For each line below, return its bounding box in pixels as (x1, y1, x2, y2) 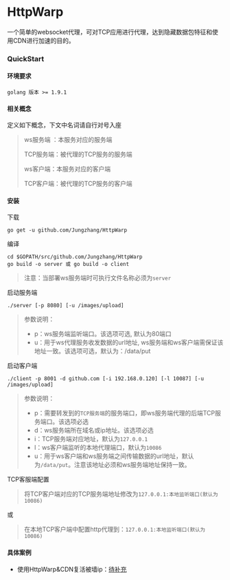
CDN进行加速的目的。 (12, 36, 75, 45)
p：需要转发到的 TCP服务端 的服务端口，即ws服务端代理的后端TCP (34, 409, 215, 417)
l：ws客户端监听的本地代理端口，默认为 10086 (34, 444, 162, 452)
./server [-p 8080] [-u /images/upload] (7, 302, 125, 309)
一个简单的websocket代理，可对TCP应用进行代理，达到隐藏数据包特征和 (7, 28, 213, 36)
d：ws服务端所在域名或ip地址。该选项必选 (34, 426, 154, 435)
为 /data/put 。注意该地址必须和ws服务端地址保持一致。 (34, 461, 191, 469)
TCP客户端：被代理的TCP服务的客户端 (23, 180, 133, 188)
